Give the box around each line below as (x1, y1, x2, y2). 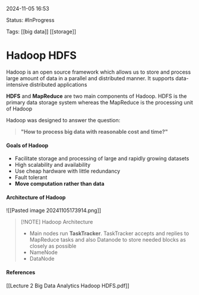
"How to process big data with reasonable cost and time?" (20, 128, 168, 135)
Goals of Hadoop (6, 142, 49, 149)
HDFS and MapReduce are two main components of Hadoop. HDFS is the (6, 92, 187, 100)
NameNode (29, 249, 58, 256)
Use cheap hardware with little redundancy (14, 167, 121, 175)
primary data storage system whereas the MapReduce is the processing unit (6, 99, 193, 106)
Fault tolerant (14, 174, 48, 181)
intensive (6, 81, 29, 88)
